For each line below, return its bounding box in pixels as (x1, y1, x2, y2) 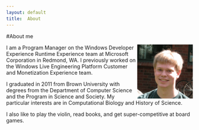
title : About (6, 15, 41, 22)
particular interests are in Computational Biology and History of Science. (6, 99, 182, 106)
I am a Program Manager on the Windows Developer (6, 44, 134, 51)
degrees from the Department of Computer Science (6, 86, 132, 94)
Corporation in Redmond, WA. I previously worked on (6, 56, 136, 64)
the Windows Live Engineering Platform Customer (6, 62, 128, 70)
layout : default (6, 9, 46, 15)
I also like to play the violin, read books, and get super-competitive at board (6, 111, 191, 118)
